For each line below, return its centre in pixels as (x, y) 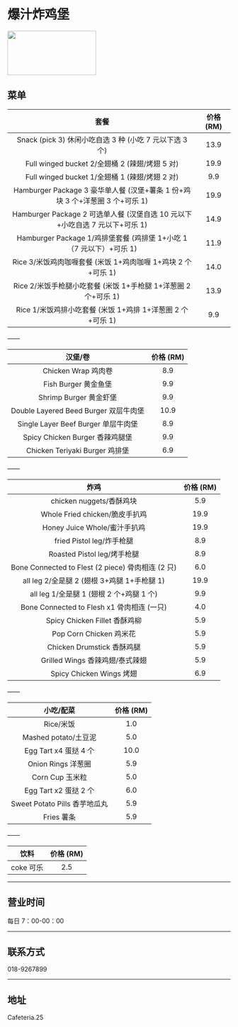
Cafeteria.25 (25, 1018)
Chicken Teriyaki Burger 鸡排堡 (78, 450)
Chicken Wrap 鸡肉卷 (78, 370)
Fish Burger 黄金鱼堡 (78, 384)
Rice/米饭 (59, 724)
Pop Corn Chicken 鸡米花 (94, 633)
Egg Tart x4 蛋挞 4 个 (59, 750)
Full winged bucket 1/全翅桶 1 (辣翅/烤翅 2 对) (102, 176)
